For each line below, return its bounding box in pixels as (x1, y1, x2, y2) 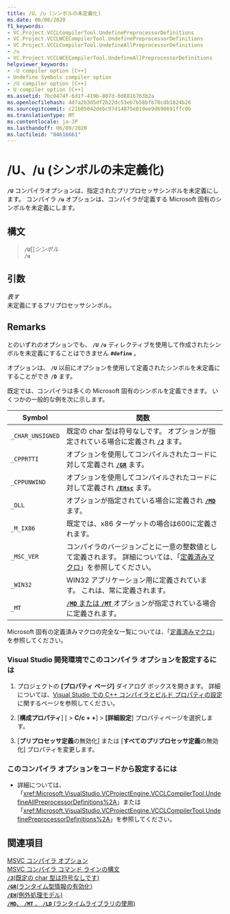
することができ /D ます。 (7, 372, 77, 380)
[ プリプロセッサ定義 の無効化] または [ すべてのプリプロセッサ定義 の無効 (16, 737, 219, 745)
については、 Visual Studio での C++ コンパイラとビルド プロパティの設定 (16, 690, 222, 698)
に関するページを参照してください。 (16, 699, 119, 707)
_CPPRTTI (10, 455, 39, 463)
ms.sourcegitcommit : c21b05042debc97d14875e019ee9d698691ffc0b (7, 105, 192, 112)
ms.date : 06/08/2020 (7, 16, 66, 23)
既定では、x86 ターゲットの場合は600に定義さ (66, 518, 218, 528)
